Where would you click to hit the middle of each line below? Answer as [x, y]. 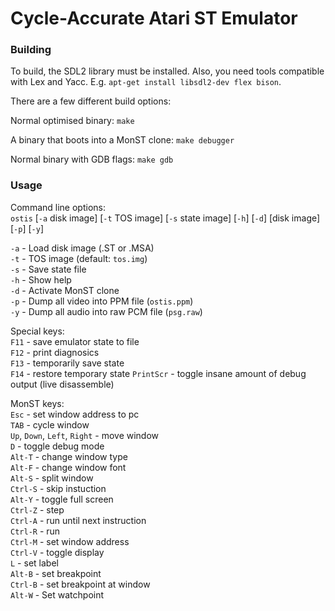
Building [31, 50]
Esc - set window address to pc [75, 414]
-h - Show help [41, 279]
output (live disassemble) [62, 384]
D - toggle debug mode [57, 446]
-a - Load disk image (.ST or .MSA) [82, 248]
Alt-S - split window [52, 478]
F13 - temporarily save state [67, 363]
